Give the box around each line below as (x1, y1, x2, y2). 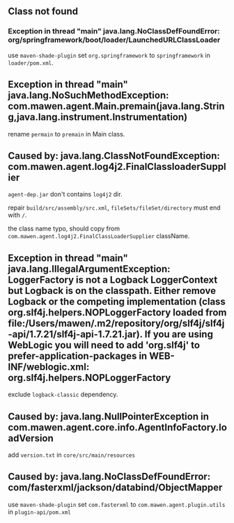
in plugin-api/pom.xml (8, 508, 72, 516)
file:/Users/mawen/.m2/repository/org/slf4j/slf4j (8, 317, 225, 329)
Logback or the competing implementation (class (8, 295, 226, 307)
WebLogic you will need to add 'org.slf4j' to (8, 339, 201, 351)
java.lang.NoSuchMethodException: (8, 90, 169, 102)
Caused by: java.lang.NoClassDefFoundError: (8, 471, 211, 483)
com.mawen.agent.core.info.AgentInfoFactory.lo (8, 421, 227, 433)
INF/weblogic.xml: (8, 361, 90, 373)
